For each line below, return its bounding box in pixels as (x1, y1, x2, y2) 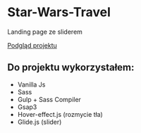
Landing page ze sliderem (7, 27, 83, 36)
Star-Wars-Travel (7, 4, 111, 20)
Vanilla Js (17, 80, 46, 89)
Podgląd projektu (7, 41, 58, 49)
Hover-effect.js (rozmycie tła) (17, 110, 104, 118)
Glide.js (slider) (17, 118, 62, 126)
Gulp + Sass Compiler (17, 95, 81, 103)
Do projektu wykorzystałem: (7, 61, 135, 74)
